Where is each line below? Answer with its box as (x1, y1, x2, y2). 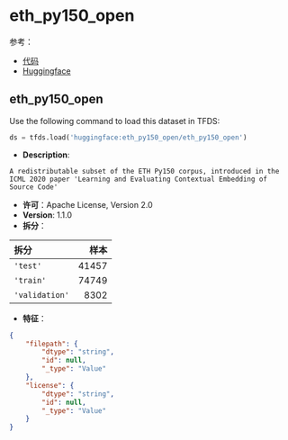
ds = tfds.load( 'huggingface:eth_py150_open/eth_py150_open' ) (9, 132, 247, 142)
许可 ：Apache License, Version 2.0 (22, 199, 153, 210)
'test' (13, 260, 42, 271)
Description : (22, 149, 70, 160)
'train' (13, 275, 47, 285)
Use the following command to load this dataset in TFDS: (9, 115, 220, 126)
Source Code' (9, 182, 58, 192)
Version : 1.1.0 (22, 209, 73, 220)
